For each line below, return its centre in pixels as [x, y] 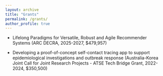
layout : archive [22, 10]
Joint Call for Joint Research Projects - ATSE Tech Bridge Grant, [78, 63]
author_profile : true [28, 24]
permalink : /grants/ [27, 19]
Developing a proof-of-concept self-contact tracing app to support [81, 53]
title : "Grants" [22, 14]
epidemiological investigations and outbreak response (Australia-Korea [85, 58]
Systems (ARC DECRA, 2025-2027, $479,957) [60, 43]
